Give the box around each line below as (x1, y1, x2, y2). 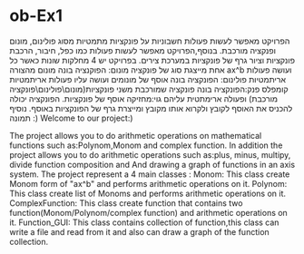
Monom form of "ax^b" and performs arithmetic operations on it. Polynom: (9, 178, 288, 189)
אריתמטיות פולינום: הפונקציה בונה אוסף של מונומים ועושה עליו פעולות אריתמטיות (9, 73, 286, 84)
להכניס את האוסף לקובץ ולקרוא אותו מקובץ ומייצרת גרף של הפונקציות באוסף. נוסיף (9, 103, 293, 113)
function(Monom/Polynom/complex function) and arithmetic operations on (9, 207, 288, 218)
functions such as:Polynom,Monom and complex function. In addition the (9, 140, 283, 151)
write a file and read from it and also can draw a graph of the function (9, 226, 270, 237)
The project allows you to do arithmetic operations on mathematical (9, 130, 262, 141)
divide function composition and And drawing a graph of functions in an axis (9, 159, 296, 170)
